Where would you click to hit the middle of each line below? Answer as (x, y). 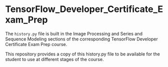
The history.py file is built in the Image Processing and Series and (74, 33)
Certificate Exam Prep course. (36, 44)
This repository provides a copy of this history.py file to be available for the (83, 54)
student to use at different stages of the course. (55, 59)
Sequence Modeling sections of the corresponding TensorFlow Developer (81, 39)
